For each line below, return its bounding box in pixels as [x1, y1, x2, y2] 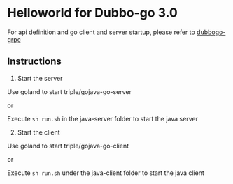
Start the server [17, 74, 63, 82]
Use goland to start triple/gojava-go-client [7, 141, 129, 150]
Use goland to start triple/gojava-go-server [7, 87, 132, 95]
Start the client [17, 128, 61, 137]
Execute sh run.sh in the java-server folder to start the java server [7, 114, 198, 123]
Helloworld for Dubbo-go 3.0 [7, 5, 178, 21]
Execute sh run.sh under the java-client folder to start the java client [7, 169, 205, 177]
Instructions [7, 56, 62, 68]
